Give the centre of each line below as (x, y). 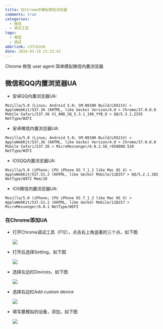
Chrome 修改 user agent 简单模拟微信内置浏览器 (54, 66)
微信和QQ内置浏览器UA (41, 83)
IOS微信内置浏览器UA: (35, 189)
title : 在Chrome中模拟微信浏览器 (36, 10)
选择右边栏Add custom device (43, 292)
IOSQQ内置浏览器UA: (34, 161)
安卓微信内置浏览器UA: (36, 128)
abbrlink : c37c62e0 (25, 47)
